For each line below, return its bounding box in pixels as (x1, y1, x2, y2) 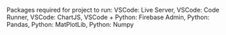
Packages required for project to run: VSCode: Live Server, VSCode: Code (6, 6, 220, 14)
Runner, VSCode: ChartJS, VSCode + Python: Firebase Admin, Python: (6, 13, 210, 21)
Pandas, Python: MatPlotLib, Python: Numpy (6, 21, 134, 28)
